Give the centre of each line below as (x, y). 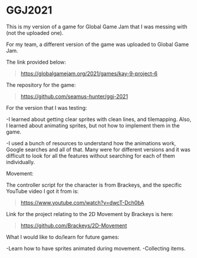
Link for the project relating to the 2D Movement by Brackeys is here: (90, 214)
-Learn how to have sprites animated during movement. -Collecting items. (96, 248)
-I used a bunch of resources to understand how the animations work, (91, 143)
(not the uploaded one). (35, 32)
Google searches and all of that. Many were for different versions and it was (98, 149)
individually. (21, 162)
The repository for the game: (41, 85)
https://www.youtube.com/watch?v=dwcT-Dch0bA (82, 203)
